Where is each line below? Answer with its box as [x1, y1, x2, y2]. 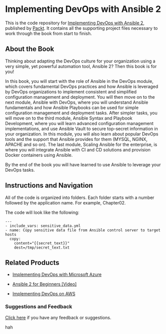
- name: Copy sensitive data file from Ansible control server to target [5, 227, 161, 233]
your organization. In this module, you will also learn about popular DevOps [5, 131, 159, 137]
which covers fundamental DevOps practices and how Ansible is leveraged [5, 83, 159, 89]
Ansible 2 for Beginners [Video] [12, 281, 77, 287]
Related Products [5, 258, 59, 267]
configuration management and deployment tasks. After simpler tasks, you [5, 110, 158, 116]
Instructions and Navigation [5, 181, 93, 190]
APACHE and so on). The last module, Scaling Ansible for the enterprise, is [5, 141, 158, 147]
